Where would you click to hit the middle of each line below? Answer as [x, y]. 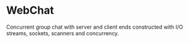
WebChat [30, 10]
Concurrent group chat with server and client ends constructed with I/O [94, 27]
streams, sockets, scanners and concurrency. [63, 33]
